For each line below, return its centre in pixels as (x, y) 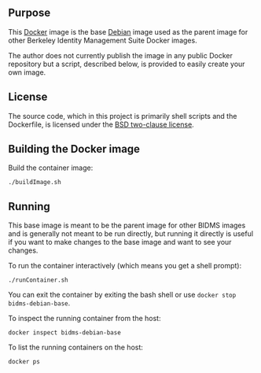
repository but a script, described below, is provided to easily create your (127, 64)
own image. (27, 72)
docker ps (24, 362)
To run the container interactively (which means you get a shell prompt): (125, 266)
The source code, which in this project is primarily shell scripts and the (123, 116)
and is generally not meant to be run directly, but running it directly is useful (131, 234)
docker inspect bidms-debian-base (65, 333)
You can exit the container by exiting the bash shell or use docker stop (122, 295)
